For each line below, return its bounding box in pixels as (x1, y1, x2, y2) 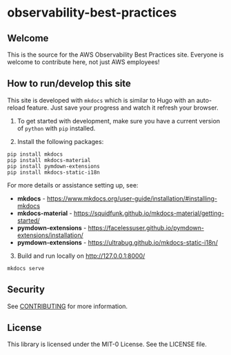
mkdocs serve (7, 265, 45, 272)
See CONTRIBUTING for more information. (7, 302, 128, 310)
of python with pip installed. (17, 124, 96, 132)
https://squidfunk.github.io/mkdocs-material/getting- (73, 209, 225, 217)
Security (7, 284, 45, 296)
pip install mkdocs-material (7, 156, 91, 163)
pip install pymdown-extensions (7, 163, 100, 170)
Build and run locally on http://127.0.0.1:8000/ (17, 252, 145, 260)
